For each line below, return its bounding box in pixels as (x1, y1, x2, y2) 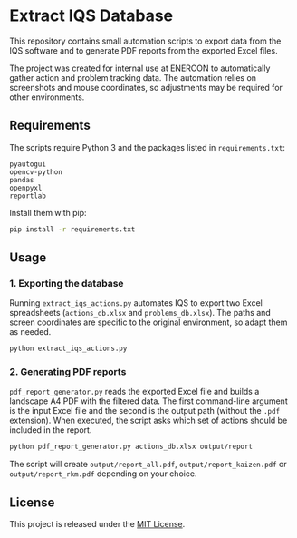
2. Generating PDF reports (9, 366, 127, 378)
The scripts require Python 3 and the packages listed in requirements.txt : (9, 142, 285, 152)
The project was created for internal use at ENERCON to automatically (9, 63, 271, 73)
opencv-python (9, 167, 63, 177)
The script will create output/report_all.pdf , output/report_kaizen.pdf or (9, 459, 287, 470)
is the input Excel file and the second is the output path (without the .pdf (9, 406, 281, 416)
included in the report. (9, 425, 92, 435)
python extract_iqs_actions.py (9, 344, 128, 354)
